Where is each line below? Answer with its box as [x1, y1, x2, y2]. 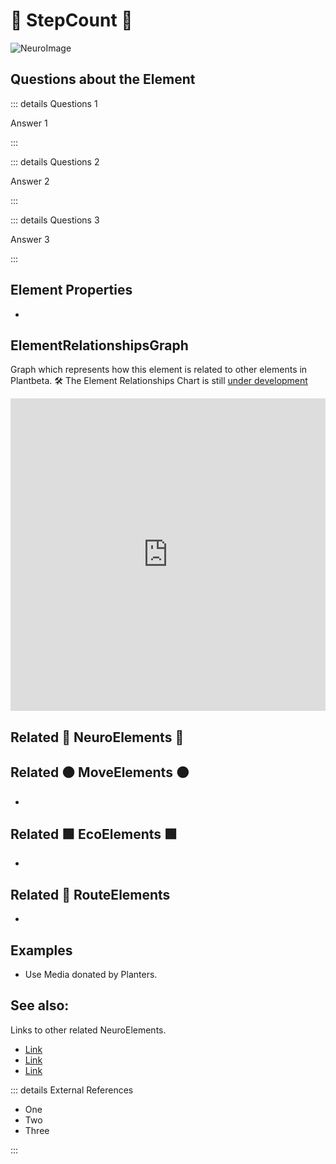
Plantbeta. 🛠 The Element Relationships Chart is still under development [10, 375, 308, 387]
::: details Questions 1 [10, 97, 98, 109]
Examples [10, 942, 73, 959]
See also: [10, 997, 70, 1014]
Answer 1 [10, 117, 48, 129]
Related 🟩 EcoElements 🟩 [10, 825, 178, 843]
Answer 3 [10, 233, 50, 245]
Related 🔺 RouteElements [10, 886, 171, 903]
